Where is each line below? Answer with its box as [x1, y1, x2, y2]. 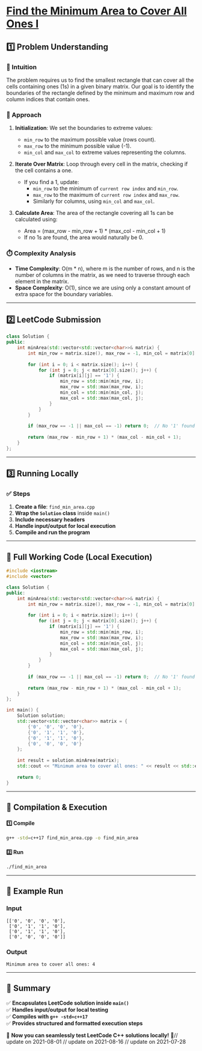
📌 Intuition [6, 63, 37, 71]
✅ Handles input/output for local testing [6, 1006, 108, 1013]
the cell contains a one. [14, 167, 73, 174]
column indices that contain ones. [6, 95, 90, 103]
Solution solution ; [17, 713, 66, 719]
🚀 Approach [6, 110, 42, 119]
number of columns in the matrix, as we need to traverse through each [14, 271, 190, 279]
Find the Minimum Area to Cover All [6, 4, 188, 18]
